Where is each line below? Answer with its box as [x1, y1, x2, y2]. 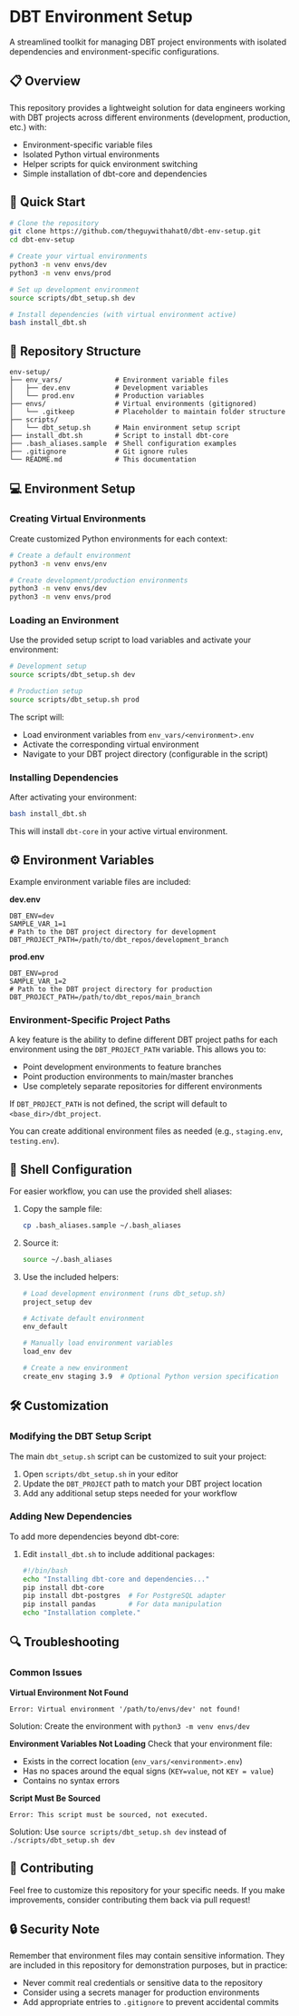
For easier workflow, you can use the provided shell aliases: [9, 1186, 233, 1197]
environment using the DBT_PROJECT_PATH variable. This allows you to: [9, 1044, 266, 1055]
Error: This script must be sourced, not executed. [9, 1810, 208, 1819]
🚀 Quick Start [9, 194, 86, 210]
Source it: [22, 1237, 59, 1248]
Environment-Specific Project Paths [9, 1013, 171, 1026]
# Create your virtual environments [9, 252, 148, 261]
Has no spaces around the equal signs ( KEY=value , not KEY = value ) [22, 1765, 275, 1776]
